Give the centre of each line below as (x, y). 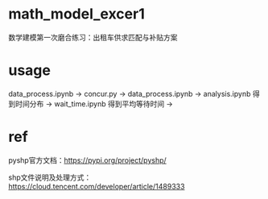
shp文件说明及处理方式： (50, 177)
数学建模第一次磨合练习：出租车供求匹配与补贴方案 (93, 37)
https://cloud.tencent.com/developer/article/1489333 (97, 186)
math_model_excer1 (76, 14)
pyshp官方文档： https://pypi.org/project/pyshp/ (87, 160)
